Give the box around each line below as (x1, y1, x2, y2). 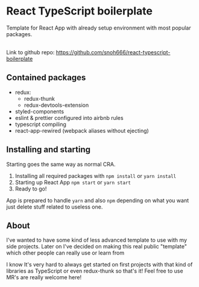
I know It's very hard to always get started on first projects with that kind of (6, 261, 193, 268)
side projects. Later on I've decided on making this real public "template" (6, 243, 188, 250)
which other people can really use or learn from (6, 249, 125, 257)
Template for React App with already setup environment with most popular (6, 24, 191, 31)
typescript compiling (14, 121, 66, 128)
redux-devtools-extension (24, 101, 89, 109)
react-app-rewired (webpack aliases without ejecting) (14, 127, 149, 134)
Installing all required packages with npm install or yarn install (14, 172, 177, 179)
